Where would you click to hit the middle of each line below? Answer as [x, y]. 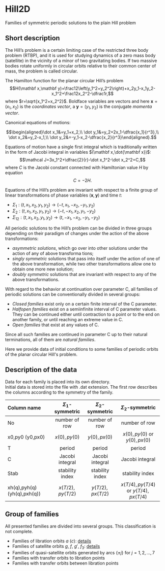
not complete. [19, 531]
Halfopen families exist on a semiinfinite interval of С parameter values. [84, 309]
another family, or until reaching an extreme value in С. [68, 319]
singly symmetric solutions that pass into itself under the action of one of [86, 258]
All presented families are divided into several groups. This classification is [81, 526]
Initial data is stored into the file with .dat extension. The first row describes [81, 387]
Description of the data [41, 370]
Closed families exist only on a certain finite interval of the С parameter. [85, 303]
